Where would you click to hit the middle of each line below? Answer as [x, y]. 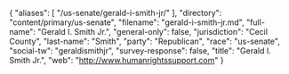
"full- [255, 22]
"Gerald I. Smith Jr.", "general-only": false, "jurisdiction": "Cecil [153, 32]
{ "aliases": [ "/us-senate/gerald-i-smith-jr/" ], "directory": [116, 13]
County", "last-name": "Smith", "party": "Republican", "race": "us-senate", [144, 41]
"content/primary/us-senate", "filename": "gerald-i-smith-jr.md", [127, 22]
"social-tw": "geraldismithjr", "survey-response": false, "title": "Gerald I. [140, 51]
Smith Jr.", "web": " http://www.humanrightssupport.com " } [116, 60]
